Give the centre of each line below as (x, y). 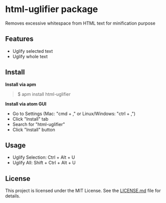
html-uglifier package (52, 9)
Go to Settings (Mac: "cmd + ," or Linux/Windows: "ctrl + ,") (74, 114)
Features (19, 39)
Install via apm (21, 84)
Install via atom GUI (26, 104)
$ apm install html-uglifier (44, 94)
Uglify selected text (33, 51)
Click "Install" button (34, 130)
